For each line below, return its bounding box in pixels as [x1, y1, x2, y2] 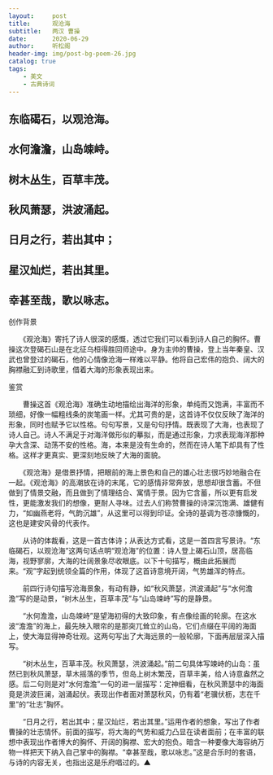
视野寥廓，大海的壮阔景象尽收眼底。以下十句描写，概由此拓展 [22, 555, 229, 566]
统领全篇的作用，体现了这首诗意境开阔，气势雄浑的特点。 [57, 566, 250, 576]
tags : [8, 65, 27, 73]
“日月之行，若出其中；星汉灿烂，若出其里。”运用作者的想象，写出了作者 [22, 716, 261, 726]
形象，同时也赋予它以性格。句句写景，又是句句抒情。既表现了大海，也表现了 [8, 419, 265, 429]
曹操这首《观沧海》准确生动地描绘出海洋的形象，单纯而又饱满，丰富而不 [22, 399, 265, 409]
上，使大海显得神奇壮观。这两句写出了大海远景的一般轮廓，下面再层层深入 [8, 631, 258, 641]
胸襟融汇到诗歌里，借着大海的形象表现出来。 [8, 364, 158, 374]
